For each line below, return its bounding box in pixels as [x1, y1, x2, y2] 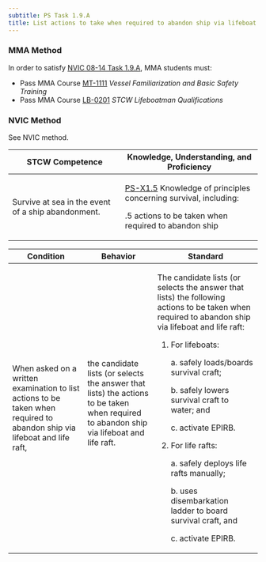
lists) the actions [87, 388, 149, 399]
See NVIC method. [8, 133, 69, 142]
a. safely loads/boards [170, 357, 253, 368]
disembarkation [170, 496, 229, 507]
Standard [187, 251, 224, 262]
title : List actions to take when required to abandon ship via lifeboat [8, 19, 257, 27]
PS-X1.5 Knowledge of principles [124, 183, 251, 194]
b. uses [170, 485, 198, 496]
